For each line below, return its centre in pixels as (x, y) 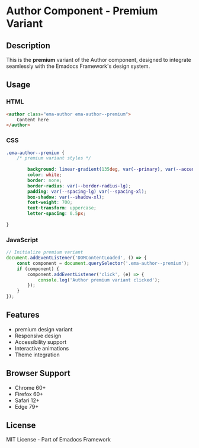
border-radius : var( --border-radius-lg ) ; (79, 186)
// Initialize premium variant (45, 252)
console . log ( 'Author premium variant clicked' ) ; (99, 280)
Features (23, 315)
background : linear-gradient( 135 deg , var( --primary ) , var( (102, 170)
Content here (33, 120)
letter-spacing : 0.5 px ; (57, 214)
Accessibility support (41, 342)
